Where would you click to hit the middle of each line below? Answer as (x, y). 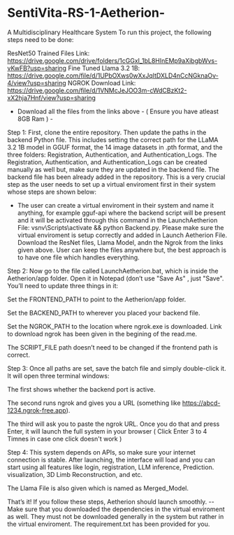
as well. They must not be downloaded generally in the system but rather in (116, 516)
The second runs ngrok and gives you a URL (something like (94, 403)
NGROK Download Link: (102, 83)
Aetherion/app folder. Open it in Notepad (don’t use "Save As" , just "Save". (116, 278)
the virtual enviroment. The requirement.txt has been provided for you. (109, 524)
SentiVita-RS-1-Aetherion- (86, 13)
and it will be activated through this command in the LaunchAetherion (117, 220)
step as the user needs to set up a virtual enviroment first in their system (112, 184)
